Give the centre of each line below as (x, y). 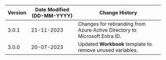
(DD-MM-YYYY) (52, 16)
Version (17, 13)
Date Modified (52, 10)
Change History (118, 13)
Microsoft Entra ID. (100, 36)
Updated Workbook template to (115, 44)
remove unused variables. (108, 50)
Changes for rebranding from (112, 24)
